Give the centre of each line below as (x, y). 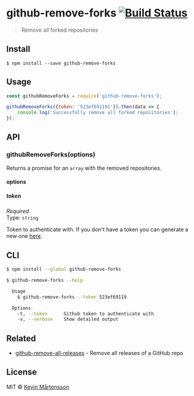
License (22, 372)
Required (18, 211)
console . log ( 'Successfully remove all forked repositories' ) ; (98, 113)
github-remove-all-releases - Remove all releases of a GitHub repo (99, 353)
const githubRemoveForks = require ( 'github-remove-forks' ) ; (84, 96)
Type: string (22, 218)
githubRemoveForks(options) (51, 154)
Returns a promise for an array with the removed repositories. (84, 168)
